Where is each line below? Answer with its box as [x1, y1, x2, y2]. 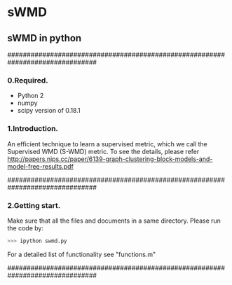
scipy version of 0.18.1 [17, 106, 81, 115]
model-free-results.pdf [7, 162, 74, 170]
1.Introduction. [7, 124, 58, 134]
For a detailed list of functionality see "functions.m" [7, 250, 156, 258]
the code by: [7, 223, 44, 232]
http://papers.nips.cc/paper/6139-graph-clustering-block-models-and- [7, 155, 213, 163]
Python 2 [17, 92, 44, 100]
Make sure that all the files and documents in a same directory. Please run [7, 216, 221, 225]
